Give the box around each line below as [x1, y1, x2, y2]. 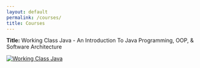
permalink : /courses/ [6, 15, 62, 21]
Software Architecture [6, 43, 63, 50]
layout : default [6, 8, 48, 15]
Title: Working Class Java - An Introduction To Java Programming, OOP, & [6, 37, 194, 44]
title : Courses [6, 20, 45, 26]
